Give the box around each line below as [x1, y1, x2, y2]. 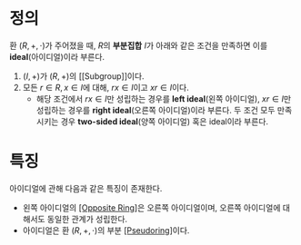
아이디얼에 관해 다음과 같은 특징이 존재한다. [9, 182, 163, 193]
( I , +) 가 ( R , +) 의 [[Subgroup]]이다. [22, 70, 145, 82]
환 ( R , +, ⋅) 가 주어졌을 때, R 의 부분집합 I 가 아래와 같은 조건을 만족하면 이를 [9, 40, 268, 51]
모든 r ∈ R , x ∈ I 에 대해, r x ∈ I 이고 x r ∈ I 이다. [22, 82, 189, 93]
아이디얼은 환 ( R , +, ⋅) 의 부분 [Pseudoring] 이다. [22, 224, 190, 236]
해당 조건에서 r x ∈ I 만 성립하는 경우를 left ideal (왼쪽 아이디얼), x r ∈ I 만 [35, 93, 292, 104]
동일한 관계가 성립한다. [46, 213, 128, 224]
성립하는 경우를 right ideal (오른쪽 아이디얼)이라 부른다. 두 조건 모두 [35, 104, 276, 115]
